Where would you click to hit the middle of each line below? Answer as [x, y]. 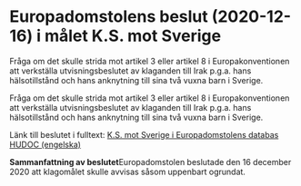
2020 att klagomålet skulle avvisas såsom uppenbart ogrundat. [127, 171]
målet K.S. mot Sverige [132, 36]
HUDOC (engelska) [45, 144]
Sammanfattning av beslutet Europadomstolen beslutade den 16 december [150, 162]
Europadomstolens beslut [109, 17]
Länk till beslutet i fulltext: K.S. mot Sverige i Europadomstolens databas [144, 134]
